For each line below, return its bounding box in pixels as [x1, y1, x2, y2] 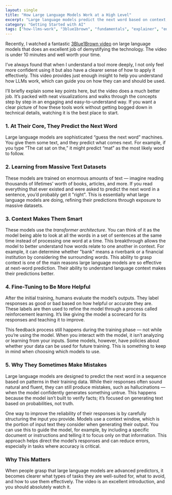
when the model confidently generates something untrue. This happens [5, 389, 157, 395]
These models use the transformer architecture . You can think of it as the [5, 227, 160, 233]
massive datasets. [5, 202, 44, 208]
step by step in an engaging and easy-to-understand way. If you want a [5, 99, 156, 105]
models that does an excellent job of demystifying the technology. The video [5, 46, 167, 52]
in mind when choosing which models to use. [5, 349, 101, 355]
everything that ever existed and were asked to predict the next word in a [5, 186, 160, 192]
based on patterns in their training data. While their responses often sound [5, 378, 162, 385]
